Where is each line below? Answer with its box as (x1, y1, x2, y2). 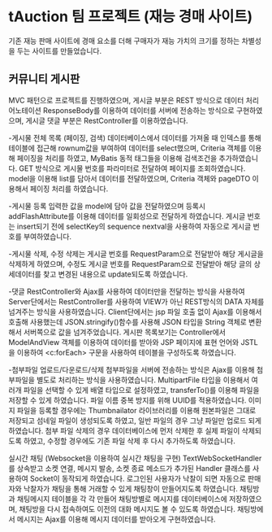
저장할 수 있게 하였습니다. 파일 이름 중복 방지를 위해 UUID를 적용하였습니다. (8, 395, 247, 405)
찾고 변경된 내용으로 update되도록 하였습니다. (43, 269, 188, 279)
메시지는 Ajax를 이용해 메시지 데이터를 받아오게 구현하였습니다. (16, 514, 216, 524)
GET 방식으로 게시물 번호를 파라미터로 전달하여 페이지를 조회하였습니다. (19, 164, 246, 173)
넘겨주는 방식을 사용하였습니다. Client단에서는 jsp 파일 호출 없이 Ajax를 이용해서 (8, 307, 262, 316)
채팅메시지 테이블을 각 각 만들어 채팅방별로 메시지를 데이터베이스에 (16, 494, 227, 504)
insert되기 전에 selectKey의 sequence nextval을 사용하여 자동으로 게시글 (16, 221, 252, 231)
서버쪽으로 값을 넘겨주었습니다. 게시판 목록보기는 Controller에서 (23, 327, 226, 337)
